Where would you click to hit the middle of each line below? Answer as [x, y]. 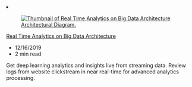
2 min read [28, 54]
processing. [21, 78]
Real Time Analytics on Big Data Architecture [61, 36]
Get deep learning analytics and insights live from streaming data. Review [96, 65]
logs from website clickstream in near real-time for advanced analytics [93, 72]
